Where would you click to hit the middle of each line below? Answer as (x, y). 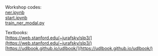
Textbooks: (17, 32)
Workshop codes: (23, 7)
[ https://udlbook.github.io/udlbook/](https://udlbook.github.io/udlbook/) (79, 48)
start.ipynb (16, 18)
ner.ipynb (15, 12)
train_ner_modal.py (25, 23)
